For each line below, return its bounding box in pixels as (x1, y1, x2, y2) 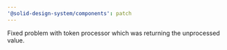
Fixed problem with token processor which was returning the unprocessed (7, 29, 220, 37)
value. (7, 36, 25, 45)
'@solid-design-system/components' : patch (7, 10, 132, 17)
